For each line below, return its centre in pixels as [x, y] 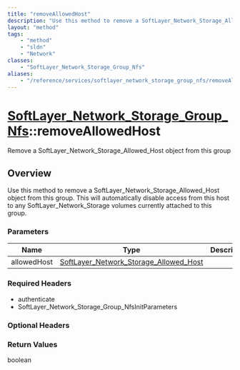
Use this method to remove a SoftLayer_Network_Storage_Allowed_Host [114, 191]
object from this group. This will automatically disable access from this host [119, 198]
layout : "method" [33, 27]
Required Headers [39, 284]
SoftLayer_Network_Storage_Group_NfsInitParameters [97, 306]
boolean [20, 360]
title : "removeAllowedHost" [49, 14]
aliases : [20, 74]
